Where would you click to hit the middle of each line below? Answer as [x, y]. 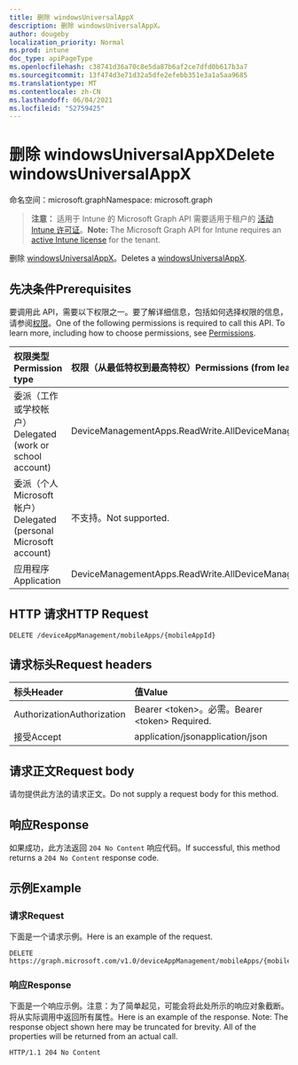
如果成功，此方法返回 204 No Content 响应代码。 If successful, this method [145, 848]
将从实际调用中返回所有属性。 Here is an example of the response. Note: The [149, 1017]
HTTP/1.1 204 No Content [55, 1053]
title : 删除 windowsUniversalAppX [72, 17]
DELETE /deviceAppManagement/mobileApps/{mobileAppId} [113, 635]
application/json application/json [201, 736]
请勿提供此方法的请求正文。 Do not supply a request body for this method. [144, 794]
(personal [34, 531]
